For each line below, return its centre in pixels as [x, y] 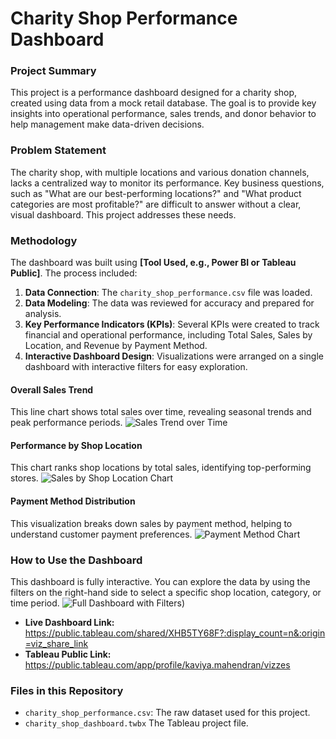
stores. [24, 478]
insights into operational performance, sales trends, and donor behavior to [163, 114]
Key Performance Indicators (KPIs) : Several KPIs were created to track [172, 324]
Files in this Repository [67, 690]
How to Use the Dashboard [76, 560]
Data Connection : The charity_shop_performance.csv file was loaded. [168, 293]
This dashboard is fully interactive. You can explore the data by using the [160, 581]
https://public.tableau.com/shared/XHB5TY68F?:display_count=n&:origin [175, 633]
